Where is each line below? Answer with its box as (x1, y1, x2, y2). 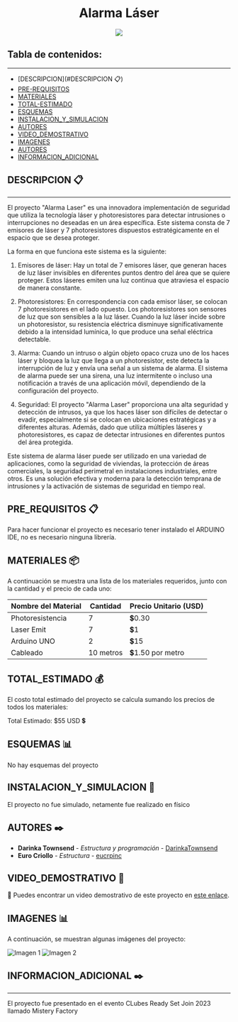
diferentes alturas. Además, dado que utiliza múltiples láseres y (17, 422, 203, 431)
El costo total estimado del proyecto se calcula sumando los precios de (7, 696, 215, 703)
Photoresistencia (11, 613, 67, 623)
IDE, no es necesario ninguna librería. (7, 533, 117, 542)
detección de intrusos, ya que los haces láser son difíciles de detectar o (17, 407, 228, 416)
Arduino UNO (11, 637, 55, 647)
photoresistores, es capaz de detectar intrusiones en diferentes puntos (17, 430, 225, 439)
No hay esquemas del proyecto (7, 761, 99, 769)
